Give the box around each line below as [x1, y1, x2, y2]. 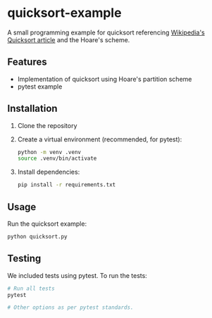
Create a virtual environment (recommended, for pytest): [17, 135, 182, 144]
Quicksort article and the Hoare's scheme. [7, 35, 130, 44]
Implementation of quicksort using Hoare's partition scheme [17, 75, 192, 83]
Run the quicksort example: [7, 220, 87, 228]
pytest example [17, 82, 63, 91]
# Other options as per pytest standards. [7, 304, 134, 311]
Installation [7, 103, 58, 115]
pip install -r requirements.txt [17, 182, 116, 189]
